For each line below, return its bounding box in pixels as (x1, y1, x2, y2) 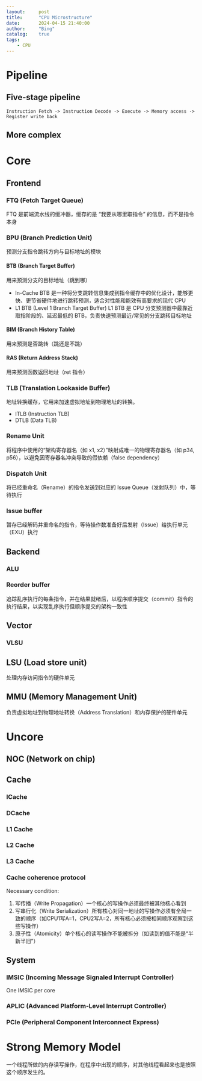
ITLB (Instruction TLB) (14, 411, 70, 418)
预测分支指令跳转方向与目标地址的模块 (6, 248, 101, 255)
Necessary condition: (6, 887, 60, 894)
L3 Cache (6, 857, 35, 866)
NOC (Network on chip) (6, 754, 96, 764)
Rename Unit (6, 432, 45, 440)
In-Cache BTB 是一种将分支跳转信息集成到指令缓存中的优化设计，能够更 (14, 289, 194, 296)
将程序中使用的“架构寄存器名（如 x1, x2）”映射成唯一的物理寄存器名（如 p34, (6, 446, 195, 453)
